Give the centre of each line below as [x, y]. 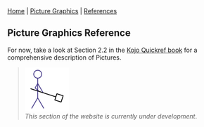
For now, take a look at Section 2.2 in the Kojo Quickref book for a [102, 50]
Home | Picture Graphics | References [62, 11]
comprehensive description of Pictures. [64, 57]
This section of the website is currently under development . [111, 116]
